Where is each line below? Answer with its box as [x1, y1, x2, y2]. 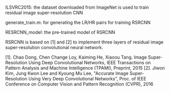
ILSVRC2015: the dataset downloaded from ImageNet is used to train [5, 5, 149, 10]
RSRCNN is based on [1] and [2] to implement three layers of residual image [5, 39, 164, 45]
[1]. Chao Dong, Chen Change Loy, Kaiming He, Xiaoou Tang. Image [5, 54, 147, 60]
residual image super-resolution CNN [5, 10, 83, 16]
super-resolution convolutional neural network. [5, 44, 103, 50]
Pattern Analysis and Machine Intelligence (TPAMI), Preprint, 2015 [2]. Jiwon [5, 65, 165, 71]
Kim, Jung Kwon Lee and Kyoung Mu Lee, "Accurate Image [5, 70, 129, 76]
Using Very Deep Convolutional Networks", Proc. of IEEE [28, 76, 147, 81]
